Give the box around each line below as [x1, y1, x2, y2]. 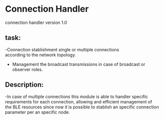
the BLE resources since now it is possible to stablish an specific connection [5, 104, 159, 110]
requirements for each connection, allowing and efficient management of [5, 99, 153, 104]
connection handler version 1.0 [5, 20, 68, 25]
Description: [5, 80, 44, 89]
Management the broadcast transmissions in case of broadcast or [12, 61, 145, 67]
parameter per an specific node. [5, 109, 70, 115]
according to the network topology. [5, 52, 76, 58]
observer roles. [12, 66, 43, 72]
